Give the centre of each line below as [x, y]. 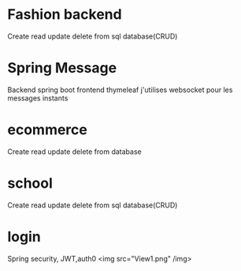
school [30, 183]
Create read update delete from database [75, 152]
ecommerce [47, 130]
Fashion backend [65, 15]
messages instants [38, 98]
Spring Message [62, 68]
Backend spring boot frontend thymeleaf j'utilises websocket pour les [120, 90]
